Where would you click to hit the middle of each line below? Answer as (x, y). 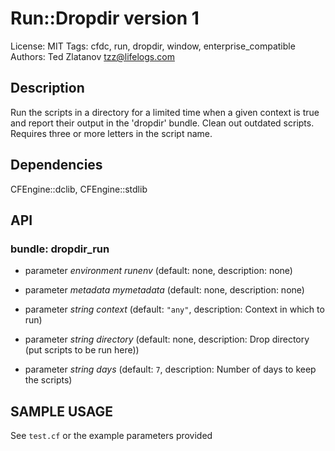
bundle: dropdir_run (60, 249)
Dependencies (56, 165)
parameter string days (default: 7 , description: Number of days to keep (170, 369)
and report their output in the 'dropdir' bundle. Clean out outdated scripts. (162, 123)
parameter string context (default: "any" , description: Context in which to (174, 309)
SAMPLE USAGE (62, 411)
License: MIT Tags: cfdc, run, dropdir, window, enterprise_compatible (153, 46)
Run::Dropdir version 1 (105, 18)
